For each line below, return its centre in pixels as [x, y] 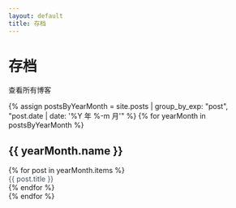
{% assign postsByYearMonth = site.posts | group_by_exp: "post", [118, 106]
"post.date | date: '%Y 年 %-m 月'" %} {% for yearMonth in [107, 116]
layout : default [36, 16]
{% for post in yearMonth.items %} [67, 171]
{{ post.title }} [31, 179]
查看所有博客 [30, 90]
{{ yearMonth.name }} [66, 151]
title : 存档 [27, 24]
